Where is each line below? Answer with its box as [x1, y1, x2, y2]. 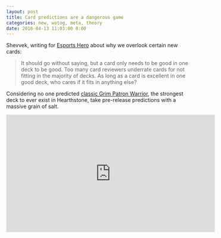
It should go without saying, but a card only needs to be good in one [20, 60, 189, 67]
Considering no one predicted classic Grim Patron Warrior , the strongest [6, 90, 183, 97]
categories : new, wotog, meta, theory [6, 20, 102, 26]
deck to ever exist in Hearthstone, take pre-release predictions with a [6, 97, 176, 104]
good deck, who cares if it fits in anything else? [20, 79, 137, 86]
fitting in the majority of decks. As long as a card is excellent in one [20, 72, 186, 79]
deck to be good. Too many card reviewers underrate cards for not [20, 66, 185, 73]
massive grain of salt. [6, 103, 59, 110]
